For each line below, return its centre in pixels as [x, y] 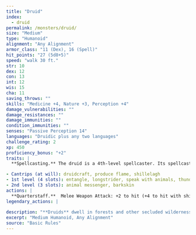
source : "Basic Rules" [34, 223]
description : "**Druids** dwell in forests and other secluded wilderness [99, 212]
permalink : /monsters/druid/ [41, 28]
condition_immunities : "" [37, 126]
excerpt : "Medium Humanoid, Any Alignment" [60, 218]
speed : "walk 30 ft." [32, 60]
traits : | [18, 158]
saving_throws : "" [28, 98]
